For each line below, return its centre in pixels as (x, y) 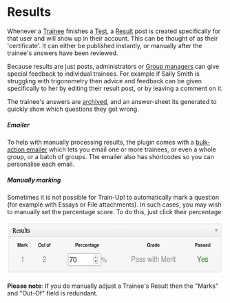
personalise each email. (41, 164)
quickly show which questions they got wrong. (73, 109)
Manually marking (34, 180)
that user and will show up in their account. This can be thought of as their (113, 38)
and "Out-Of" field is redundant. (53, 293)
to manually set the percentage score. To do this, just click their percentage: (115, 211)
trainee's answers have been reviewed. (63, 53)
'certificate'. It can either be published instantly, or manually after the (105, 45)
